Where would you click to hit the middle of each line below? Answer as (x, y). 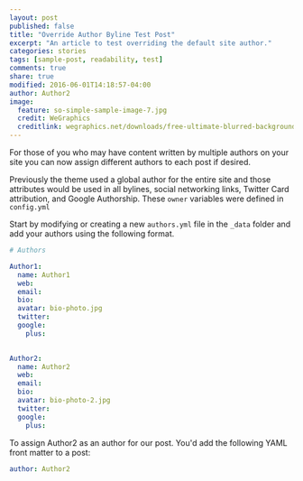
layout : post (34, 18)
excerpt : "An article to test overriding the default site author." (141, 43)
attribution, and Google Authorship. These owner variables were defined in (147, 199)
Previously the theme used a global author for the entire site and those (140, 180)
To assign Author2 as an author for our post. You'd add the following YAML (148, 442)
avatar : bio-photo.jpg (60, 309)
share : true (32, 77)
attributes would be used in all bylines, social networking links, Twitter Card (150, 189)
